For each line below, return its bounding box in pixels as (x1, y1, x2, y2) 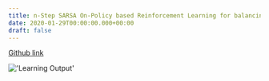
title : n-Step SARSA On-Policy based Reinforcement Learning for (8, 11, 231, 20)
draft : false (8, 26, 52, 34)
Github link (8, 48, 44, 58)
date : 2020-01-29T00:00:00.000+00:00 (8, 19, 134, 27)
